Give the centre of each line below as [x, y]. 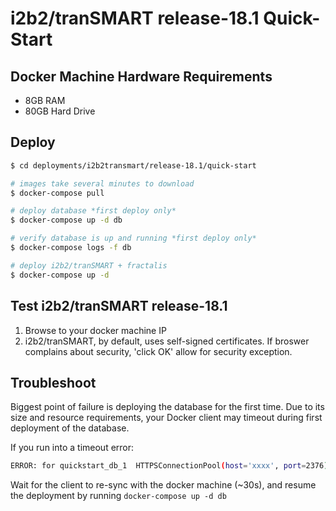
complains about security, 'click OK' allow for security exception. [158, 351]
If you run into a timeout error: [72, 448]
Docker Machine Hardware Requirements [141, 76]
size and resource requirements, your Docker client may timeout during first [166, 418]
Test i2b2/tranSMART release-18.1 [119, 306]
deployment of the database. [70, 428]
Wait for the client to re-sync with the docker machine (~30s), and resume [163, 485]
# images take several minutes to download [102, 183]
